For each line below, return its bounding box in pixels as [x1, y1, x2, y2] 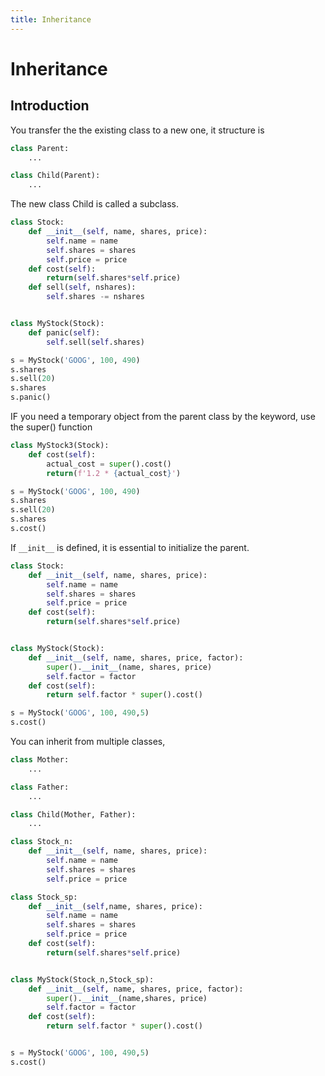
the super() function [10, 421, 93, 433]
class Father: [10, 782, 70, 792]
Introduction [10, 97, 90, 115]
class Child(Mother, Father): [10, 809, 137, 820]
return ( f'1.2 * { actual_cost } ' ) [46, 468, 182, 478]
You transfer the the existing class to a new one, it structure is [10, 124, 265, 136]
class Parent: [10, 143, 70, 153]
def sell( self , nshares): [28, 282, 137, 293]
